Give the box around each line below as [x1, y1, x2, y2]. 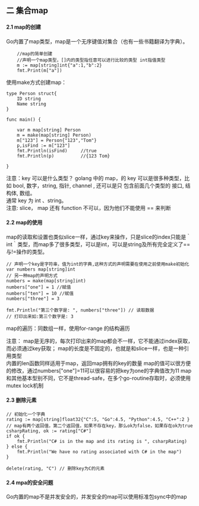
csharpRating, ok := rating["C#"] [6, 428, 92, 434]
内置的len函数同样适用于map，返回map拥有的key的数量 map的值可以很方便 [6, 359, 191, 367]
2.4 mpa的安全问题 [6, 479, 53, 486]
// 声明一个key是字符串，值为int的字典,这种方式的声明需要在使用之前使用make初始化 [6, 261, 189, 267]
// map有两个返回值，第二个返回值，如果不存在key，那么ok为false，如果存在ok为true [6, 423, 193, 429]
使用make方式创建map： [6, 78, 67, 86]
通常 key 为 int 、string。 [6, 197, 67, 204]
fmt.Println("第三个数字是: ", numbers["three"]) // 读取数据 [6, 307, 154, 313]
